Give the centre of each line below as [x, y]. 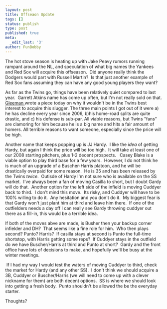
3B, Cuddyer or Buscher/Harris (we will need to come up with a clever [77, 275]
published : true [22, 33]
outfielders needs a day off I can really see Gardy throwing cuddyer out [79, 208]
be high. [14, 134]
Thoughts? [16, 301]
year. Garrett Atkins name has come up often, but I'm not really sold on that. [83, 97]
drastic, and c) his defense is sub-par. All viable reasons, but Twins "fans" [81, 118]
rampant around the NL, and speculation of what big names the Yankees [80, 66]
